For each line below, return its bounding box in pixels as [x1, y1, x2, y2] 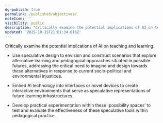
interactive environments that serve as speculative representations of [12, 88, 151, 93]
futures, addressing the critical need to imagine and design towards [12, 63, 147, 69]
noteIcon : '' [5, 16, 32, 21]
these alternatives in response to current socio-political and [12, 68, 132, 73]
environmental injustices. [12, 73, 62, 79]
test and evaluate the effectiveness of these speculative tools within [12, 107, 148, 113]
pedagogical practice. [12, 113, 56, 118]
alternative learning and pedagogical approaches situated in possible [12, 58, 150, 63]
